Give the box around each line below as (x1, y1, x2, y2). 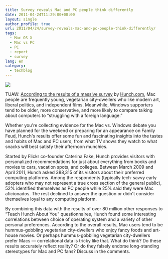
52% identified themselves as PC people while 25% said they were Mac (5, 185, 154, 191)
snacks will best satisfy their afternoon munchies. (5, 144, 108, 150)
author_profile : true (5, 21, 51, 27)
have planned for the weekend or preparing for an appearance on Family (5, 127, 155, 134)
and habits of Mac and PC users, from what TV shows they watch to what (5, 139, 157, 144)
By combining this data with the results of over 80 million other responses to (5, 206, 163, 211)
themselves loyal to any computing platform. (5, 196, 97, 202)
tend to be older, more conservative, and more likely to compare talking (5, 107, 153, 113)
